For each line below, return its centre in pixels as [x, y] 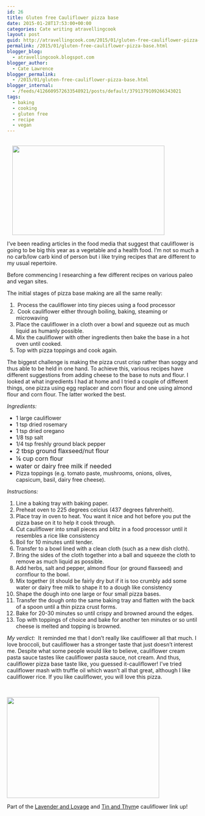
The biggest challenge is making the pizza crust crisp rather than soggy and [102, 362]
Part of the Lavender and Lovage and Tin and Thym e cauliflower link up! [97, 807]
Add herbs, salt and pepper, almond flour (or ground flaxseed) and [99, 568]
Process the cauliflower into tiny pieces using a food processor [96, 305]
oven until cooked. [39, 344]
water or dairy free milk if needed [64, 466]
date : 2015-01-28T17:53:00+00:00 [49, 23]
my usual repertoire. [32, 263]
